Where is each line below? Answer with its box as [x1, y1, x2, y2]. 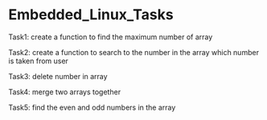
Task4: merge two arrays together [8, 86, 121, 97]
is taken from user [8, 56, 68, 66]
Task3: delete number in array [8, 71, 108, 81]
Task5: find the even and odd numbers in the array [8, 102, 176, 112]
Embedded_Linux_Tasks [8, 6, 175, 24]
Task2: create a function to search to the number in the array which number [8, 47, 260, 57]
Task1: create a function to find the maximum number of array [8, 32, 213, 42]
